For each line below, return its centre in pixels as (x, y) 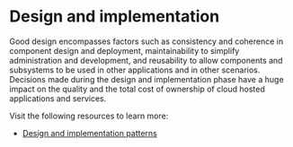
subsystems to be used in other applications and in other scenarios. (135, 70)
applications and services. (58, 98)
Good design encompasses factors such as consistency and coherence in (146, 41)
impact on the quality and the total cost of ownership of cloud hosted (137, 89)
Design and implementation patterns (89, 133)
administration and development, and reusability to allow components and (146, 60)
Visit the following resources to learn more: (89, 116)
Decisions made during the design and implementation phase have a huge (147, 79)
